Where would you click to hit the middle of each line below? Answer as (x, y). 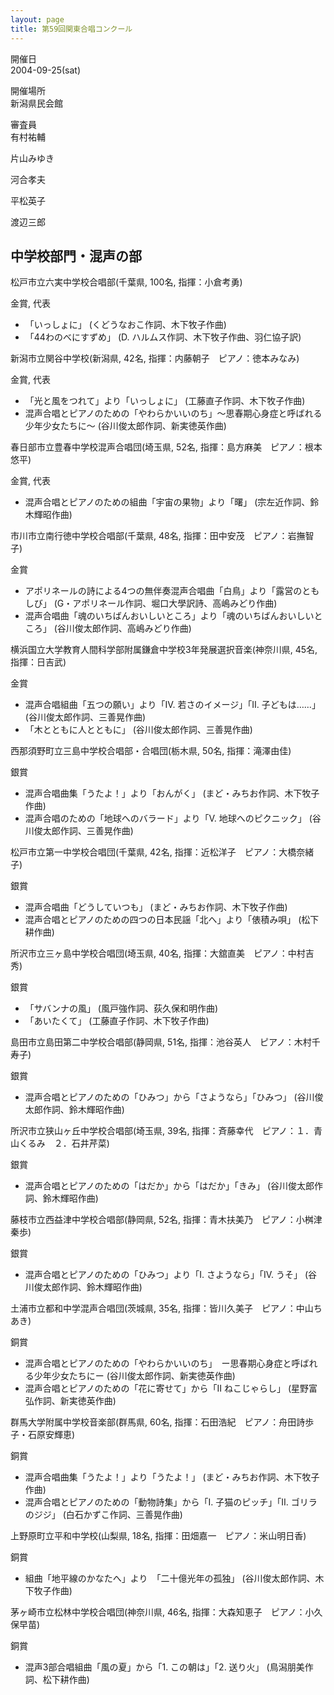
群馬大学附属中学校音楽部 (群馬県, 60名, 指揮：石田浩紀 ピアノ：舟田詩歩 (162, 1422)
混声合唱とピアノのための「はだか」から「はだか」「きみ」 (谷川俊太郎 (169, 1186)
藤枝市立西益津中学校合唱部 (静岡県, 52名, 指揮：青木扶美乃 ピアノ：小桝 (162, 1220)
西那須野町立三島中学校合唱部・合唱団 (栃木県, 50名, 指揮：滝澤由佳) (151, 751)
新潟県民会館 (36, 103)
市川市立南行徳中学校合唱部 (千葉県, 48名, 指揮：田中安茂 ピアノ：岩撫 (158, 536)
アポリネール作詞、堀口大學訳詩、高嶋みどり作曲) (175, 603)
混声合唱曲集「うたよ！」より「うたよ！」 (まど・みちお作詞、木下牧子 (172, 1477)
